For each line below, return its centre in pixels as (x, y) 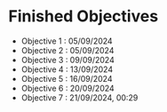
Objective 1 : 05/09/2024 (67, 41)
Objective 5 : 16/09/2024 (67, 78)
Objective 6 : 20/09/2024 (68, 88)
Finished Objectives (83, 16)
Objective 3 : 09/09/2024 (68, 60)
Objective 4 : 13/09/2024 (67, 69)
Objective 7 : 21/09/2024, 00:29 (80, 97)
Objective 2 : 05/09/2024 (68, 50)
